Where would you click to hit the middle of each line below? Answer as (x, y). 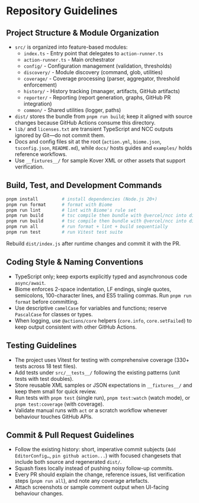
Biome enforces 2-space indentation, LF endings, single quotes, (93, 289)
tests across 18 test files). (46, 366)
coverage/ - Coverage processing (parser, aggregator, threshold (102, 79)
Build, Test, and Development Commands (84, 185)
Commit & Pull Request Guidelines (70, 435)
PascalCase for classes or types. (54, 314)
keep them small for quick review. (56, 391)
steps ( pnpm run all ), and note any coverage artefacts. (82, 481)
